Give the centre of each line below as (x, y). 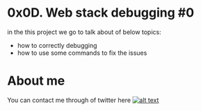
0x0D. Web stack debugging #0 (101, 13)
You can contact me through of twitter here (69, 100)
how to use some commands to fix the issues (82, 53)
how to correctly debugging (57, 45)
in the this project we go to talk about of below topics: (84, 32)
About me (36, 81)
